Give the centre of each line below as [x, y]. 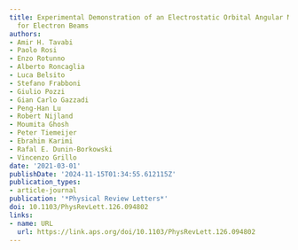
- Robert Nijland [41, 116]
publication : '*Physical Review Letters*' [89, 199]
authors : [25, 34]
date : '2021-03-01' [45, 166]
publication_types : [45, 183]
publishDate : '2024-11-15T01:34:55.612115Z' [93, 174]
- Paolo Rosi [33, 51]
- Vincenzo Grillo [43, 157]
